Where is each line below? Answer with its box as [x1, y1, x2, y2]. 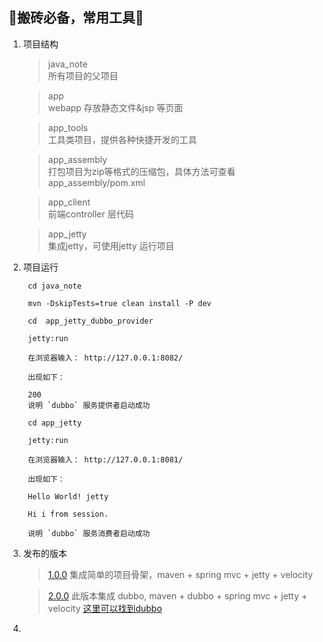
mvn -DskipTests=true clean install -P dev [27, 298, 212, 308]
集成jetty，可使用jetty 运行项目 [47, 239, 175, 252]
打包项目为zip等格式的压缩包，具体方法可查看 [47, 165, 236, 177]
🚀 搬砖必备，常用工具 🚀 [8, 9, 145, 27]
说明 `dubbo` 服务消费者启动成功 [27, 528, 151, 538]
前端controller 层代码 [47, 208, 135, 220]
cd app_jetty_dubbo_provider [27, 316, 154, 326]
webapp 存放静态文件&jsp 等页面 [47, 101, 183, 113]
